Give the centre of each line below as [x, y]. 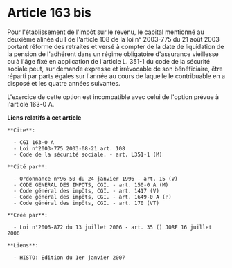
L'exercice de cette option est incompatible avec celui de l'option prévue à [113, 97]
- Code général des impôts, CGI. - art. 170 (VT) [86, 203]
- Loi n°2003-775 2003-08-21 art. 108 [70, 148]
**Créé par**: [28, 215]
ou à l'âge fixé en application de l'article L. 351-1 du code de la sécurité [108, 61]
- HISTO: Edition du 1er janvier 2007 [70, 258]
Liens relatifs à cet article [44, 117]
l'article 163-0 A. [31, 104]
